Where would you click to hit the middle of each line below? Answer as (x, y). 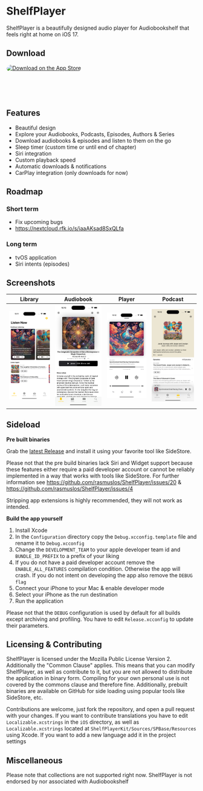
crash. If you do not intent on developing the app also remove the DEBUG (104, 575)
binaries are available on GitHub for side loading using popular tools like (96, 691)
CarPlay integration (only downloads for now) (72, 172)
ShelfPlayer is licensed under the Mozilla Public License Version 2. (89, 659)
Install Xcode (31, 530)
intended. (18, 507)
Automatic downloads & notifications (61, 166)
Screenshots (31, 283)
